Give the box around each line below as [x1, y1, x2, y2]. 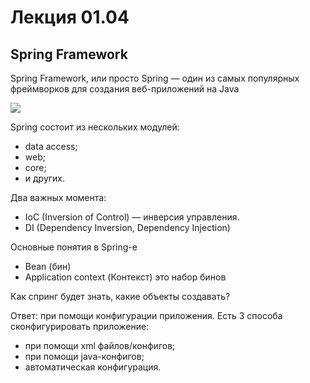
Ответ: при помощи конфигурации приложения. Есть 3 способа [10, 310, 283, 321]
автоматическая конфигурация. [24, 361, 162, 373]
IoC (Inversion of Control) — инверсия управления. [24, 211, 240, 223]
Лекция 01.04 [10, 6, 130, 29]
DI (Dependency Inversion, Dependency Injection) [24, 222, 231, 233]
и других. [24, 172, 66, 184]
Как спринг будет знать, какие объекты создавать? [10, 291, 231, 302]
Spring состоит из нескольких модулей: [10, 121, 180, 133]
